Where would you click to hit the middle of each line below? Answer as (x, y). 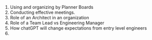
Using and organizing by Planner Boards (52, 7)
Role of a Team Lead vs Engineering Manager (57, 23)
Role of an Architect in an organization (49, 18)
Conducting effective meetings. (42, 12)
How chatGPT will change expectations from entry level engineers (78, 28)
